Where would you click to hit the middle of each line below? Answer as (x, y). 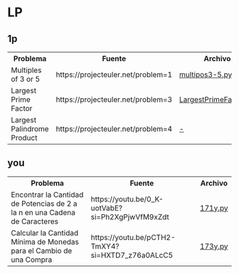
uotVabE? (107, 208)
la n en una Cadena (43, 212)
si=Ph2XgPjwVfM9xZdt (130, 216)
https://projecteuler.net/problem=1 (114, 74)
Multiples (26, 70)
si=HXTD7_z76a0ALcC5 (132, 255)
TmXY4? (105, 246)
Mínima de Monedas (45, 241)
